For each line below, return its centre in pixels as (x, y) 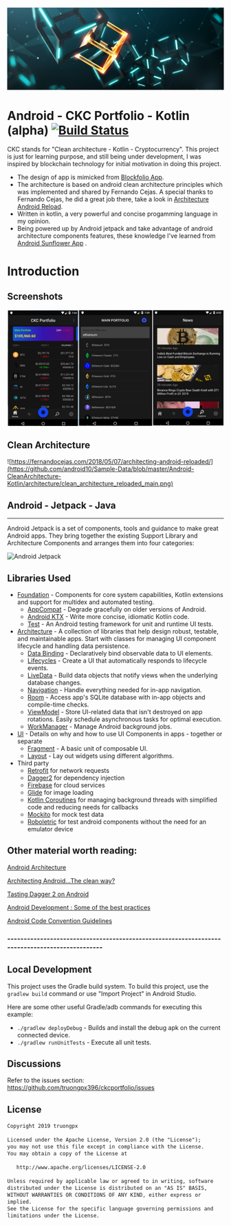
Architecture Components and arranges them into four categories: (101, 543)
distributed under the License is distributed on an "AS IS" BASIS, (107, 1188)
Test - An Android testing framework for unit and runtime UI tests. (120, 624)
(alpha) (28, 130)
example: (20, 1014)
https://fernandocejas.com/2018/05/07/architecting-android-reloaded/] (112, 462)
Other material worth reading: (72, 851)
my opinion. (34, 221)
